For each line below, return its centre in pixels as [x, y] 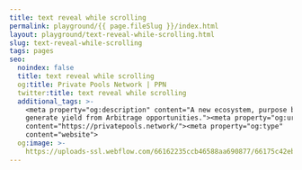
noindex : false [46, 68]
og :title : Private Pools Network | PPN [92, 85]
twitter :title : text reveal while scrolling [102, 93]
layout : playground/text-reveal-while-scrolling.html [112, 34]
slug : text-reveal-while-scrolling [76, 43]
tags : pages [31, 51]
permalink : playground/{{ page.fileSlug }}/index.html [114, 26]
